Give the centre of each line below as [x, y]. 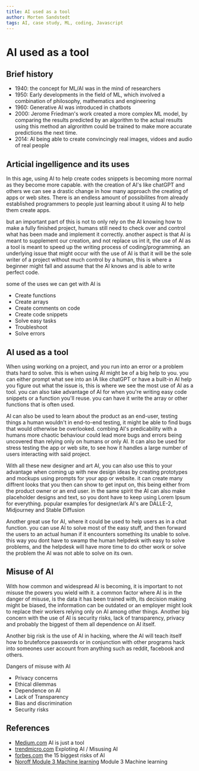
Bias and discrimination [43, 703]
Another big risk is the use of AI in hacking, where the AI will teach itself [94, 636]
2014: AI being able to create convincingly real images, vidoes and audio [104, 139]
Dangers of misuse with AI [38, 666]
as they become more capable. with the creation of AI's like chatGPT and [96, 185]
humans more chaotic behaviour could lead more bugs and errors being [94, 435]
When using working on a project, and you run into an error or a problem [95, 366]
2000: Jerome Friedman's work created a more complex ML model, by [101, 114]
